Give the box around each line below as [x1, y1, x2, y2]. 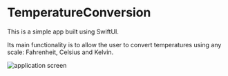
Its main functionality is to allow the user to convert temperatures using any [7, 40, 222, 49]
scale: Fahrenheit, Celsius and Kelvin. [7, 48, 114, 56]
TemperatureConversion [7, 5, 151, 21]
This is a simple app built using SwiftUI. [7, 27, 120, 36]
